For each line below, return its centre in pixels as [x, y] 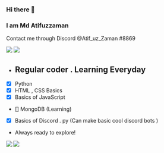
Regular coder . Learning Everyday [80, 69]
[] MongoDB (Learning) [43, 109]
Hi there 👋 [21, 10]
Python [23, 84]
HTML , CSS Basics [39, 90]
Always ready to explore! [45, 133]
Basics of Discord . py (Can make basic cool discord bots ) [86, 121]
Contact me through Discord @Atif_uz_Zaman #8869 [71, 39]
